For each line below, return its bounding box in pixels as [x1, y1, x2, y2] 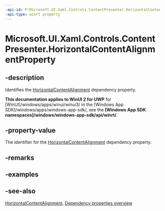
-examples [5, 171, 39, 179]
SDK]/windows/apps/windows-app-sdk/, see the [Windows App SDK [5, 106, 146, 112]
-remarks [5, 153, 34, 162]
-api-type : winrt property [5, 12, 60, 17]
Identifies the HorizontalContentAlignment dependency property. [5, 87, 137, 93]
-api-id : [5, 7, 23, 12]
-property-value [5, 126, 56, 135]
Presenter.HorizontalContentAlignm [5, 43, 156, 55]
